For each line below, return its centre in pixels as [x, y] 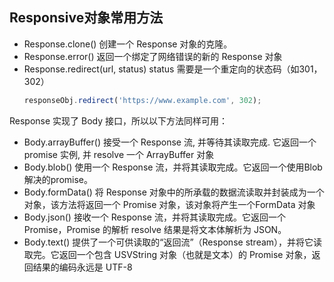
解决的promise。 [58, 179]
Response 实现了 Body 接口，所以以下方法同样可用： [119, 120]
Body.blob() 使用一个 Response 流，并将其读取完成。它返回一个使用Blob [173, 167]
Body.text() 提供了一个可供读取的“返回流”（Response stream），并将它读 [173, 242]
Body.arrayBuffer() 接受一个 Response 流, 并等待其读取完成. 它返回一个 [170, 142]
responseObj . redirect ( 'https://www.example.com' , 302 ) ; [142, 100]
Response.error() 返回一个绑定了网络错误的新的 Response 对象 [153, 56]
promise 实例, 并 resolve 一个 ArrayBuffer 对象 [119, 154]
